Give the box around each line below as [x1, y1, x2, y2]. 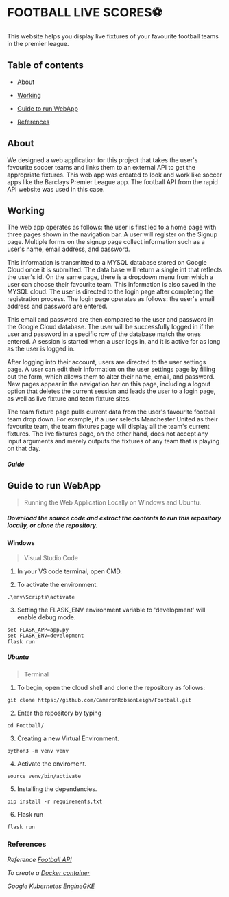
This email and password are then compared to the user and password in [7, 315, 214, 324]
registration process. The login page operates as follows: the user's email [7, 295, 215, 303]
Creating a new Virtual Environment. [16, 734, 119, 742]
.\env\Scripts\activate [7, 594, 75, 601]
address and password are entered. [7, 302, 108, 311]
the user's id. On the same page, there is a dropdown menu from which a [7, 273, 214, 281]
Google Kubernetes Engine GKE [7, 882, 95, 890]
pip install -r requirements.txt [7, 798, 103, 806]
